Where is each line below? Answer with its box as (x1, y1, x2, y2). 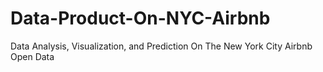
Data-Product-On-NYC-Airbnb (10, 7, 271, 30)
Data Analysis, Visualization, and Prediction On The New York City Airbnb (10, 40, 313, 52)
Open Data (10, 50, 55, 62)
